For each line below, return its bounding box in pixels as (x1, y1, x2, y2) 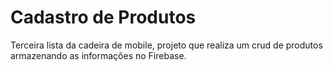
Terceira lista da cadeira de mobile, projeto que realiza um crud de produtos (10, 39, 323, 51)
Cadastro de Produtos (10, 6, 197, 29)
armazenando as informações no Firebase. (10, 49, 187, 61)
